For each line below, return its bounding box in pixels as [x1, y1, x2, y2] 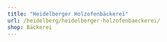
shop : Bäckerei [7, 23, 53, 31]
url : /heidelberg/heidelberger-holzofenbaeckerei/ [7, 17, 161, 24]
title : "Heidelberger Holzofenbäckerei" [7, 10, 129, 18]
